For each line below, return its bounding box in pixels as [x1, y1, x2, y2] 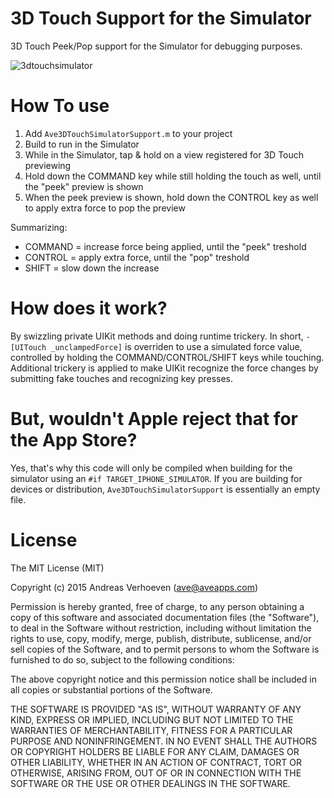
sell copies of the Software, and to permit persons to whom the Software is [10, 643, 320, 655]
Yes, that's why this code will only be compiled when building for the [10, 462, 293, 474]
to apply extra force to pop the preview [24, 202, 186, 214]
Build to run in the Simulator [24, 138, 140, 150]
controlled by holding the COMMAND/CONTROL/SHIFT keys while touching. [10, 351, 325, 363]
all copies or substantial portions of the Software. [10, 683, 213, 696]
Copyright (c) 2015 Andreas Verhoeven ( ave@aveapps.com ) [10, 581, 259, 593]
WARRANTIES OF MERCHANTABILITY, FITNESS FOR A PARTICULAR [10, 724, 293, 736]
